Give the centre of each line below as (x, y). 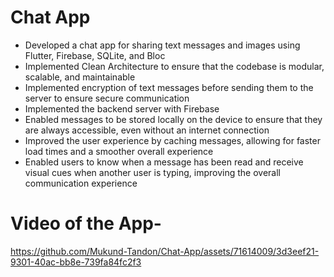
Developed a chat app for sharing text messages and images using (162, 45)
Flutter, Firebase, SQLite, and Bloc (95, 55)
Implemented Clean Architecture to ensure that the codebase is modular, (174, 66)
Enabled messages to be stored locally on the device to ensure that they (173, 119)
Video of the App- (86, 223)
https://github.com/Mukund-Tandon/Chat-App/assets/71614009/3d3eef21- (165, 251)
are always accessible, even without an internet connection (147, 130)
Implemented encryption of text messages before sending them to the (169, 87)
